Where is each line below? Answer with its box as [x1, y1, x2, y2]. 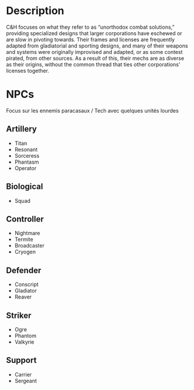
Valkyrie [14, 338, 35, 345]
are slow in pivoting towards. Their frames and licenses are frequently [6, 36, 175, 43]
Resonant [14, 145, 38, 153]
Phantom [14, 332, 37, 339]
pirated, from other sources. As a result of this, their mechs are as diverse [6, 55, 185, 62]
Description [6, 4, 64, 18]
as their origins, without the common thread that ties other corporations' [6, 60, 181, 68]
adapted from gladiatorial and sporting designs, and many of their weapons [6, 42, 189, 49]
